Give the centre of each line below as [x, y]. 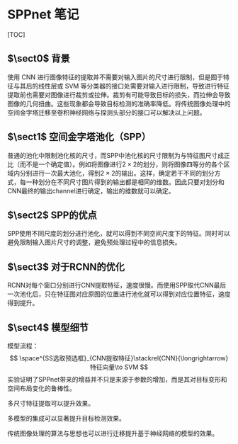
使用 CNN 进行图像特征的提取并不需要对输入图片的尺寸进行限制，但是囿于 [115, 77]
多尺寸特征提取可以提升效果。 [51, 403]
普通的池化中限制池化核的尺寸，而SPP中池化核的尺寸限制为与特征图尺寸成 [116, 155]
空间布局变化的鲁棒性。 [41, 388]
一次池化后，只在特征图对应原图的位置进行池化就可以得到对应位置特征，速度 [119, 294]
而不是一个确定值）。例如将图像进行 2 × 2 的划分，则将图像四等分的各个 [122, 164]
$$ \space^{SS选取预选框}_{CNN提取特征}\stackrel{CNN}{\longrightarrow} [119, 358]
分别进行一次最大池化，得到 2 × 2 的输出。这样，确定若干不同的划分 [117, 173]
